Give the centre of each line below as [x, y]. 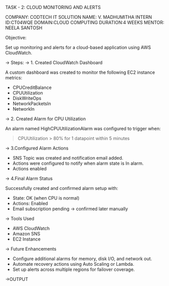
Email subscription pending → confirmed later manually [70, 209]
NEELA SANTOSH [24, 28]
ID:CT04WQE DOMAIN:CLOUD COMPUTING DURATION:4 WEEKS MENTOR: [85, 22]
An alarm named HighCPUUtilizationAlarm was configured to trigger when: [83, 129]
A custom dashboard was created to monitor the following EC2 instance [80, 72]
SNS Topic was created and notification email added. [68, 158]
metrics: [14, 78]
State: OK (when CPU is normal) [46, 198]
